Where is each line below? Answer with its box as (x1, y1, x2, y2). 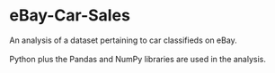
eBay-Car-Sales (9, 5, 130, 26)
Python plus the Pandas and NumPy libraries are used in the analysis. (9, 53, 267, 64)
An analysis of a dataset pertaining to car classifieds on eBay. (9, 35, 238, 45)
